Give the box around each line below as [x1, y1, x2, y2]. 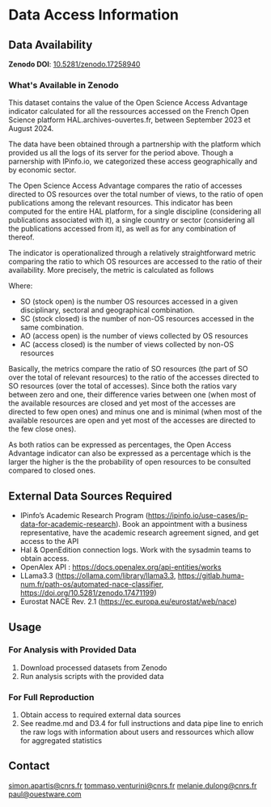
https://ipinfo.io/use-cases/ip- [148, 511, 248, 520]
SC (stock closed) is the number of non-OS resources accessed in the [19, 314, 255, 324]
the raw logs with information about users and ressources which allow [19, 727, 255, 737]
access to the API [19, 537, 79, 546]
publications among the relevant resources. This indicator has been [8, 198, 233, 208]
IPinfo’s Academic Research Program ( [19, 511, 149, 520]
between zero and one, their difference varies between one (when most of [8, 390, 256, 400]
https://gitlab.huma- [177, 571, 244, 580]
